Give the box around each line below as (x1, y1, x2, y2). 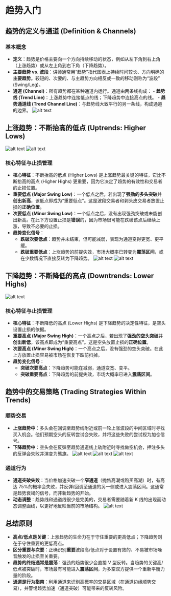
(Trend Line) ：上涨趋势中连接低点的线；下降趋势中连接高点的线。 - (18, 94, 160, 100)
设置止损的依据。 (12, 326, 49, 333)
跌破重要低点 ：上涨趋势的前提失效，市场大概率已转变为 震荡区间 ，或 (20, 249, 164, 255)
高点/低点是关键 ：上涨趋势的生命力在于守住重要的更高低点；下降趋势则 (12, 533, 162, 540)
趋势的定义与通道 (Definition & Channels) (5, 27, 136, 35)
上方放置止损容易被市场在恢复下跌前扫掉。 (12, 352, 103, 358)
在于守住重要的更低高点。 (12, 540, 67, 546)
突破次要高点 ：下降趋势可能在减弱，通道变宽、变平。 (20, 365, 133, 371)
